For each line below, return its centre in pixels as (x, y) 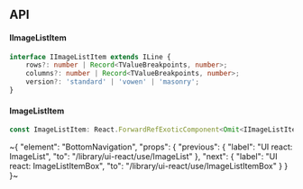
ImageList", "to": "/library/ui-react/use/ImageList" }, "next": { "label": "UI (143, 157)
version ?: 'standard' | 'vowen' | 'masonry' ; (113, 82)
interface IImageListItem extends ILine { (90, 57)
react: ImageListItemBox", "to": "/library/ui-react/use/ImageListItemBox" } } (149, 166)
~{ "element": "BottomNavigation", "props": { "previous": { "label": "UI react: (151, 147)
